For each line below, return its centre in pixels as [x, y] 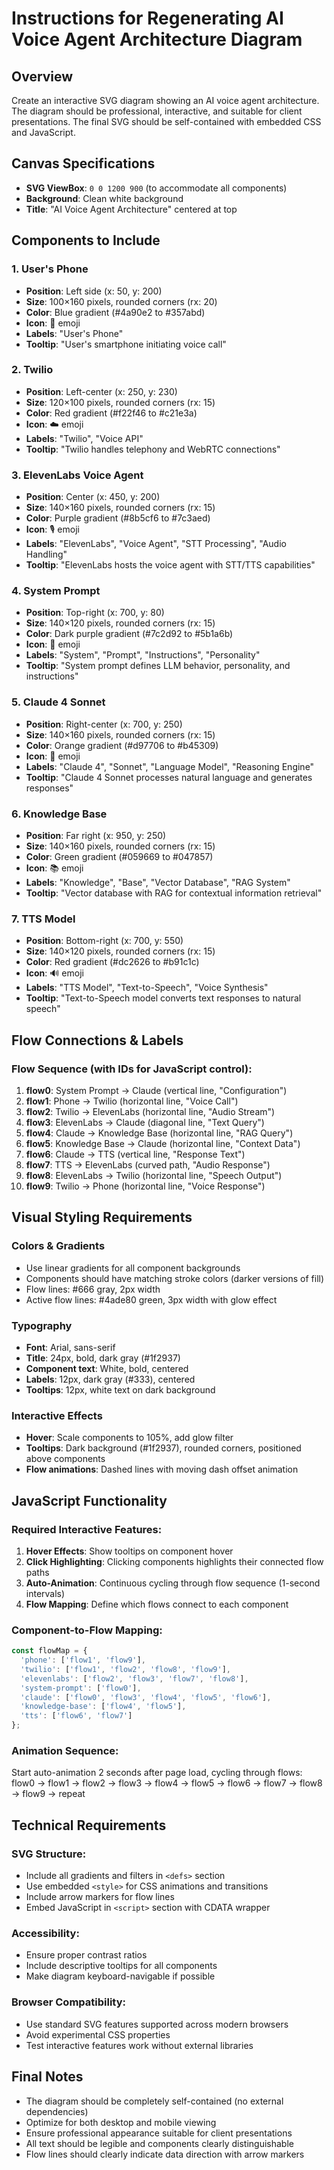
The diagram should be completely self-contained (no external [154, 2101]
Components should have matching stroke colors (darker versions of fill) [175, 1278]
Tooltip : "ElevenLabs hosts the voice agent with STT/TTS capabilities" [170, 565]
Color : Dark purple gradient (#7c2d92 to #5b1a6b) [129, 634]
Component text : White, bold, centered [107, 1368]
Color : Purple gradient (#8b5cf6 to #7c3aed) [118, 518]
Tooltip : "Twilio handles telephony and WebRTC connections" [153, 449]
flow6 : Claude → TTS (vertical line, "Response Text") [135, 1154]
